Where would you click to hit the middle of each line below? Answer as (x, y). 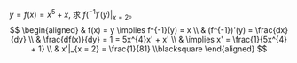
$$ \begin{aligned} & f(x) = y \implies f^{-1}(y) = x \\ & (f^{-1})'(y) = (131, 30)
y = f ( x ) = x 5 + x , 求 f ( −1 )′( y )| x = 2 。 (73, 15)
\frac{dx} (272, 30)
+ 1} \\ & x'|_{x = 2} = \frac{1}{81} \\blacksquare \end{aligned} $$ (149, 49)
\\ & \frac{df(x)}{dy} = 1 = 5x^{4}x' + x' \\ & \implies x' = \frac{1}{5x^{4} (158, 40)
